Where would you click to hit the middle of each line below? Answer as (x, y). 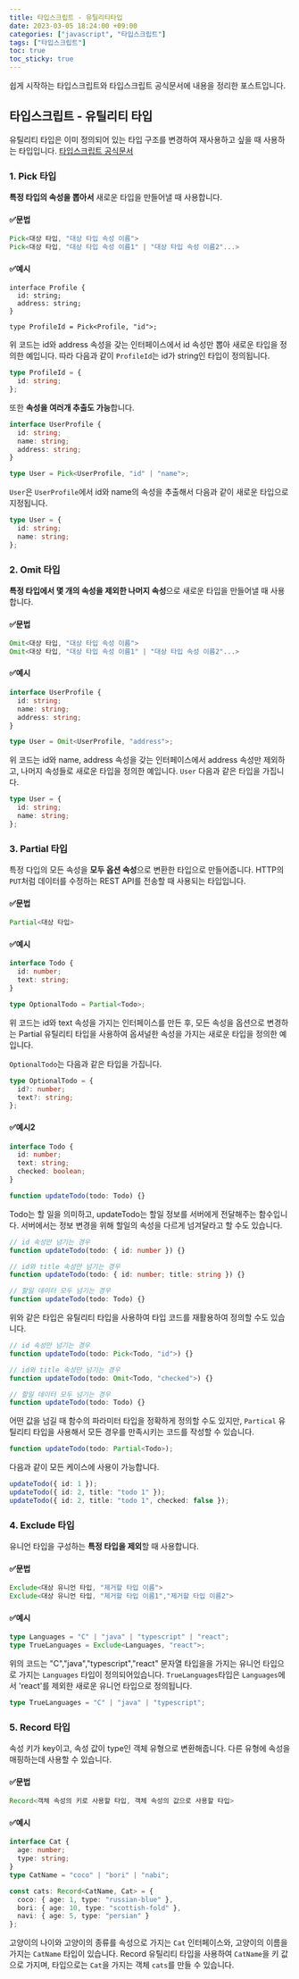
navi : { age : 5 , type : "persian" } (83, 1916)
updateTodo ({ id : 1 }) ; (54, 1484)
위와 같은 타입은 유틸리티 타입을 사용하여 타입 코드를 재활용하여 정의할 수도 (139, 1317)
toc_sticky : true (42, 59)
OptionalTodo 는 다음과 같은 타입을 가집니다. (86, 1064)
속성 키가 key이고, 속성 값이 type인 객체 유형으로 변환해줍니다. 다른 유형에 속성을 (150, 1749)
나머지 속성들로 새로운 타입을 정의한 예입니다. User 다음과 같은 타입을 (141, 771)
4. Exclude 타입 (42, 1525)
